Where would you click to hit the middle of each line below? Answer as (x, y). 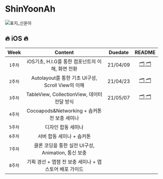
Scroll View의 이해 (64, 85)
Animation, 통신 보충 (64, 153)
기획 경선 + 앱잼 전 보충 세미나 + (61, 161)
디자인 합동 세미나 (64, 127)
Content (64, 52)
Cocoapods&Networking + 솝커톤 (64, 110)
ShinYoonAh (30, 9)
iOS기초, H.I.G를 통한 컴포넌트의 (61, 61)
